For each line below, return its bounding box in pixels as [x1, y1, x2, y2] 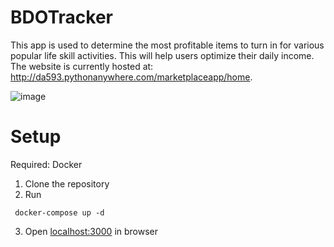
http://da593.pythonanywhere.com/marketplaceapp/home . [10, 71, 253, 83]
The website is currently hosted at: [10, 60, 154, 72]
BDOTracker [10, 6, 113, 29]
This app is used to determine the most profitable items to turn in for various [10, 39, 325, 51]
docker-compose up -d [14, 207, 105, 218]
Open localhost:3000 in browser [24, 225, 159, 237]
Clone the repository [24, 177, 110, 190]
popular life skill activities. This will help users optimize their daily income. [10, 49, 315, 61]
